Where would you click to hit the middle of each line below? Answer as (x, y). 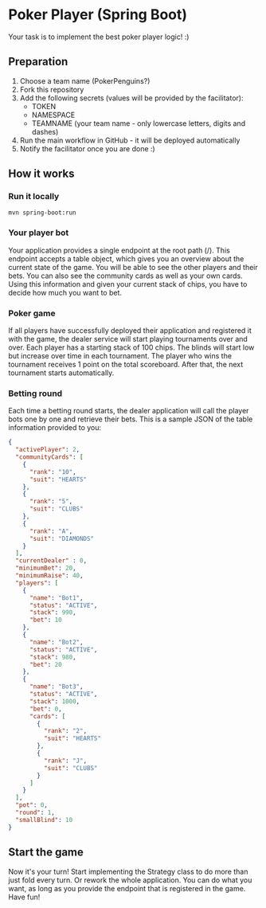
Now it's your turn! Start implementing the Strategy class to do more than (128, 871)
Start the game (46, 853)
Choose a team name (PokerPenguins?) (85, 80)
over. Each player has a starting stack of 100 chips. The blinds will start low (131, 347)
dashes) (45, 131)
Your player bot (39, 233)
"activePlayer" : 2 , (48, 450)
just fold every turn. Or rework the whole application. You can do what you (130, 880)
